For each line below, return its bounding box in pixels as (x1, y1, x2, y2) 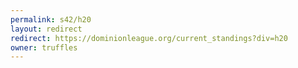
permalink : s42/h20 (10, 14, 92, 25)
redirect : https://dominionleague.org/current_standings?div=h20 (10, 33, 288, 43)
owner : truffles (10, 42, 78, 53)
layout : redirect (10, 24, 83, 34)
